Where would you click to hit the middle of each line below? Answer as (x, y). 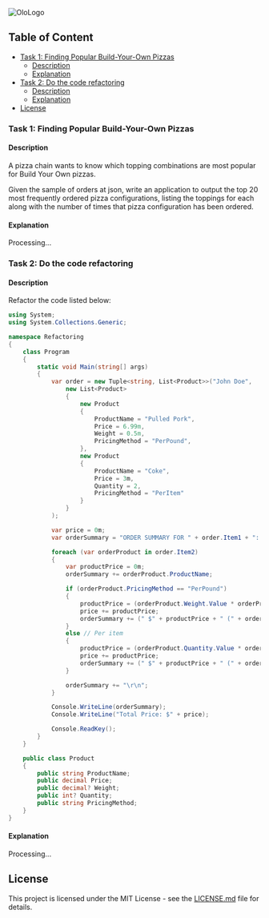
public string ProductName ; (84, 773)
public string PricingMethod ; (87, 803)
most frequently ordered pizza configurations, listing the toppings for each (131, 198)
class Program (46, 352)
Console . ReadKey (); (83, 729)
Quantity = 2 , (118, 486)
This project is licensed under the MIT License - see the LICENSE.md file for (134, 898)
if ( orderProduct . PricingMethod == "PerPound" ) (146, 589)
